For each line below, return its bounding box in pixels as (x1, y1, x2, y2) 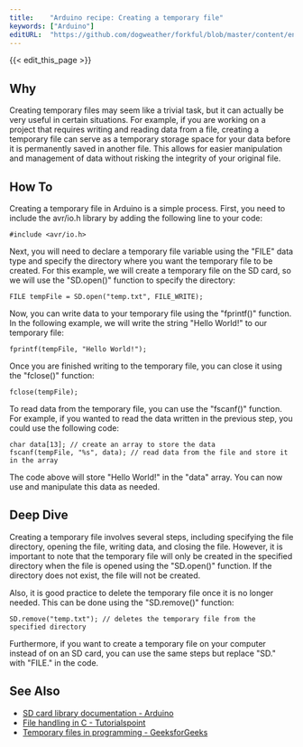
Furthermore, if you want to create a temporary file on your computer (9, 638, 266, 649)
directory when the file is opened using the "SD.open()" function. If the (9, 560, 272, 571)
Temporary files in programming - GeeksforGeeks (22, 726, 208, 737)
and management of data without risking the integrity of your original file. (9, 153, 281, 163)
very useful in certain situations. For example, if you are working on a (9, 115, 266, 126)
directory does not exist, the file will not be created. (9, 570, 201, 581)
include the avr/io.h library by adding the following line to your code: (9, 213, 263, 223)
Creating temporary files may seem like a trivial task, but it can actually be (9, 105, 284, 116)
